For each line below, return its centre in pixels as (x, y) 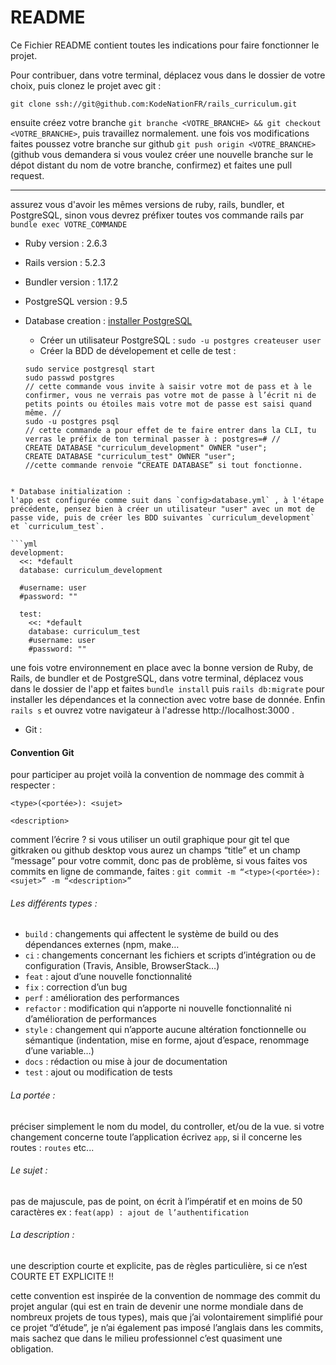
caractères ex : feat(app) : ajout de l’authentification (129, 1212)
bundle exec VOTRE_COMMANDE (69, 224)
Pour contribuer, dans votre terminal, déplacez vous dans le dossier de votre (168, 75)
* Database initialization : (71, 491)
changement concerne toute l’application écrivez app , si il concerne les (156, 1137)
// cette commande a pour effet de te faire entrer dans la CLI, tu (170, 430)
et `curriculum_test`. (57, 526)
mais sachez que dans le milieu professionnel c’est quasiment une (146, 1338)
